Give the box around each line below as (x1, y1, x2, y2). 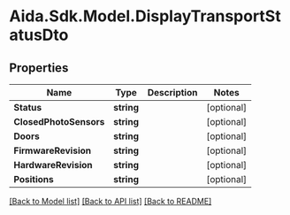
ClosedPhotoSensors (13, 116, 105, 127)
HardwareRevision (13, 159, 93, 171)
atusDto (9, 25, 69, 45)
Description (147, 87, 198, 98)
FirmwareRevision (13, 144, 92, 157)
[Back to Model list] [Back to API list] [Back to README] (9, 196, 212, 206)
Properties (9, 60, 69, 75)
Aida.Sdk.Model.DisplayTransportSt (9, 6, 281, 27)
